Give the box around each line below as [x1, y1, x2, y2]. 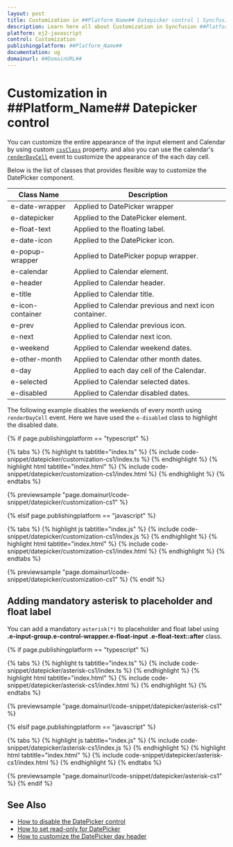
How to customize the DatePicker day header [17, 832, 147, 841]
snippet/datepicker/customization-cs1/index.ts [7, 455, 140, 463]
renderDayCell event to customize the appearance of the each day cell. [7, 152, 210, 160]
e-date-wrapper [10, 201, 66, 211]
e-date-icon [10, 235, 53, 245]
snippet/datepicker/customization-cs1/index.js [7, 532, 139, 540]
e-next [10, 331, 34, 341]
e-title [10, 289, 32, 299]
